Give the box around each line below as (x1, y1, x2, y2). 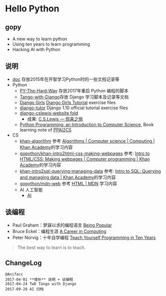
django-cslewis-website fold (19, 110, 78, 116)
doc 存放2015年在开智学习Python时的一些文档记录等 (12, 76, 120, 82)
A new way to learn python (12, 36, 67, 42)
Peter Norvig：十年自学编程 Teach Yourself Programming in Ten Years (12, 234, 156, 240)
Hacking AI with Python (12, 47, 60, 52)
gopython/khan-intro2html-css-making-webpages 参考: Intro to (19, 150, 150, 156)
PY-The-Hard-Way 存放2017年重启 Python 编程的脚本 (19, 87, 129, 93)
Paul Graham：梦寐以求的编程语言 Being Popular (12, 222, 112, 228)
